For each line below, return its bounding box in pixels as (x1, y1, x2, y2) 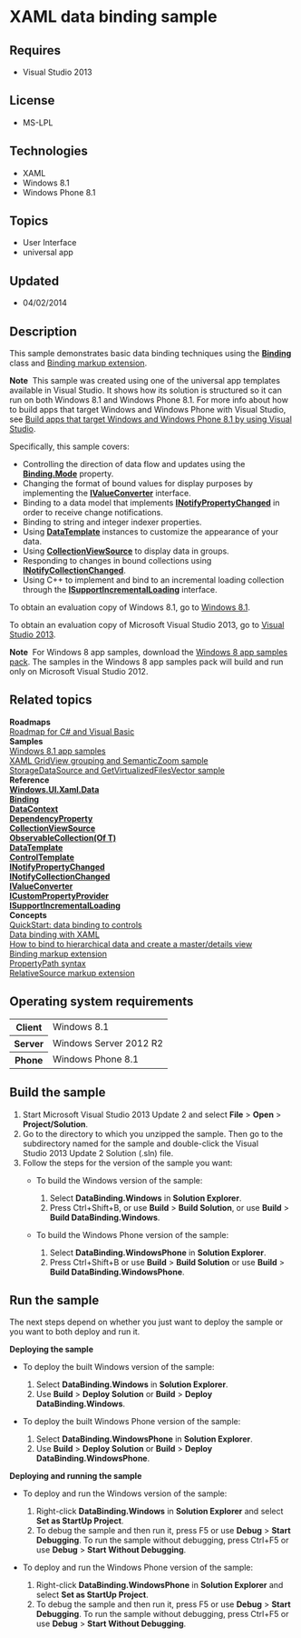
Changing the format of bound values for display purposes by (22, 478, 254, 489)
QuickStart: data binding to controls (9, 919, 142, 930)
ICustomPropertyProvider (9, 890, 110, 901)
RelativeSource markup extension (9, 967, 135, 978)
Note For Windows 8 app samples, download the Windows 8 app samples (9, 647, 288, 658)
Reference (9, 774, 50, 785)
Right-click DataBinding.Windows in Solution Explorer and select (35, 1506, 284, 1517)
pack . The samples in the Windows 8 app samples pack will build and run (9, 656, 284, 667)
